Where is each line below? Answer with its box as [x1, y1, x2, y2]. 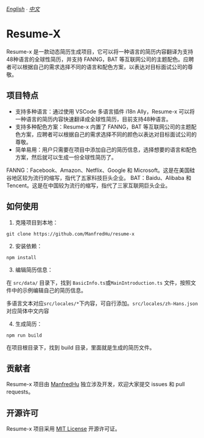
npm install [6, 254, 37, 260]
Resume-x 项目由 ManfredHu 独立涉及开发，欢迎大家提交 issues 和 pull [6, 381, 185, 388]
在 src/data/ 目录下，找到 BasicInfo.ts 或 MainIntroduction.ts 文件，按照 [6, 279, 191, 286]
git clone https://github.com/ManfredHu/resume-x [6, 231, 135, 237]
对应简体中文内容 [6, 307, 49, 314]
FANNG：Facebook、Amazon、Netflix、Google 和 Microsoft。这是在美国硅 [6, 167, 195, 174]
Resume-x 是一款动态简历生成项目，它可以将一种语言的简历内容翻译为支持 [6, 48, 194, 55]
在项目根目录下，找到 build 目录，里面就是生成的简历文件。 [6, 343, 155, 351]
